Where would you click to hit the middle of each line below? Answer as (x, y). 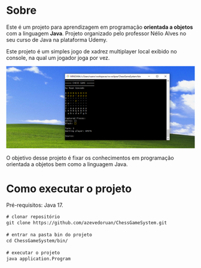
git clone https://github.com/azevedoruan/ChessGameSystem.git (87, 223)
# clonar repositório (33, 217)
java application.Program (38, 259)
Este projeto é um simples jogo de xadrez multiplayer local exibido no (92, 51)
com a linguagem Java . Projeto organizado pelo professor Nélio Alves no (96, 33)
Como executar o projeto (69, 189)
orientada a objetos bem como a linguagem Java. (67, 164)
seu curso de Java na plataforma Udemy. (57, 40)
